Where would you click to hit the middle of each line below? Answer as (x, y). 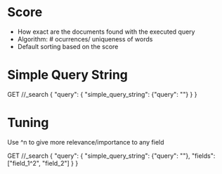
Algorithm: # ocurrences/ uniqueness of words (85, 39)
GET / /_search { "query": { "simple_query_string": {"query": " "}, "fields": (111, 156)
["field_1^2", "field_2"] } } (43, 163)
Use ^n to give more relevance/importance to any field (86, 142)
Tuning (28, 123)
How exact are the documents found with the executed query (106, 32)
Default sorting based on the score (68, 46)
